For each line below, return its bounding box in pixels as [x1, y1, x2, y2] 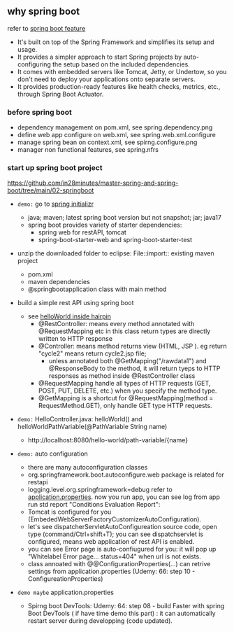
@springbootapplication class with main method [27, 285, 167, 293]
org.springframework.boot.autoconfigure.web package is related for [27, 470, 225, 479]
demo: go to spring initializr [17, 199, 94, 209]
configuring [17, 59, 51, 69]
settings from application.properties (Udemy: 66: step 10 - [27, 567, 196, 576]
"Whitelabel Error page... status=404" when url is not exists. [27, 552, 201, 561]
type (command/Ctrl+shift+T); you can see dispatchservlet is [27, 530, 204, 538]
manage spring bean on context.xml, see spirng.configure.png [17, 138, 198, 146]
